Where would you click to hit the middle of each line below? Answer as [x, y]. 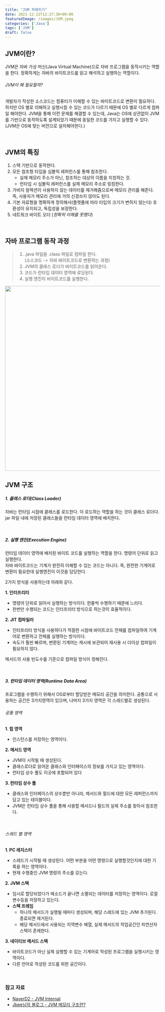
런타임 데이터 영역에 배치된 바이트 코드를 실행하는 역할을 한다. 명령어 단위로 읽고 [82, 553]
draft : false [18, 33]
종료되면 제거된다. [37, 918]
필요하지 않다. [26, 649]
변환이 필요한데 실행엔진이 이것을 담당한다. [46, 571]
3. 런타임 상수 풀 [21, 783]
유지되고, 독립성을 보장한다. [52, 208]
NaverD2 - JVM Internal [36, 999]
